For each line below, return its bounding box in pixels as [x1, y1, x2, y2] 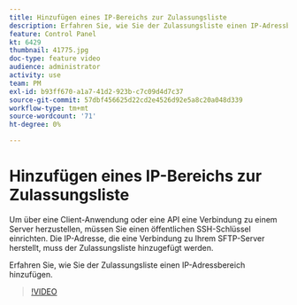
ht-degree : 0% [9, 121, 62, 129]
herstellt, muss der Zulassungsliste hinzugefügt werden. [9, 242, 214, 253]
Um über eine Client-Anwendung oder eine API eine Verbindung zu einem [9, 214, 278, 224]
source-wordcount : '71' [9, 112, 97, 121]
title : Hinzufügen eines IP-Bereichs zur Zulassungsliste [9, 12, 227, 22]
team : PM [9, 79, 42, 88]
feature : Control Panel [9, 29, 97, 38]
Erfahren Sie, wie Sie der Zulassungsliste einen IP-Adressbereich [9, 259, 246, 270]
